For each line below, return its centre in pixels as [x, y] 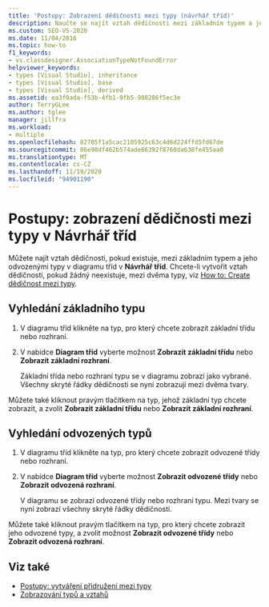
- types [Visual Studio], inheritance [73, 75]
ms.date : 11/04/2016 [43, 38]
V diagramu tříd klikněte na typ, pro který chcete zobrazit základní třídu [137, 328]
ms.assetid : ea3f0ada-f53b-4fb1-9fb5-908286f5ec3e [94, 98]
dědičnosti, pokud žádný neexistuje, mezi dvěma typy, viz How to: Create [129, 275]
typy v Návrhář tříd [73, 236]
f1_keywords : [30, 53]
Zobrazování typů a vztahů [64, 595]
